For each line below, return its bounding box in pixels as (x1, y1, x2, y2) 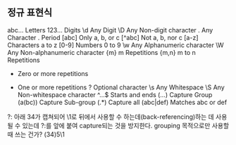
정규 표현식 (7, 6, 53, 19)
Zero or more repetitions (17, 69, 89, 77)
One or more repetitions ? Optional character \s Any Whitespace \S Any (17, 83, 225, 92)
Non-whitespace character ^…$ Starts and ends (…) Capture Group (17, 90, 213, 99)
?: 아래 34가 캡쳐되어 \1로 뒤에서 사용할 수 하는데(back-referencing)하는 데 (7, 112, 215, 121)
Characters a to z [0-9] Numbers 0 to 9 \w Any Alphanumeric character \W (7, 41, 224, 49)
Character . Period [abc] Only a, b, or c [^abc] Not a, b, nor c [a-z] (7, 33, 199, 42)
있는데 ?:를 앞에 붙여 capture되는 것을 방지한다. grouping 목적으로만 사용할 (22, 121, 230, 130)
